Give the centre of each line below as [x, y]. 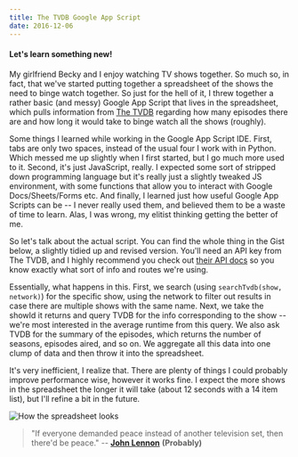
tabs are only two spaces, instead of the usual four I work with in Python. [143, 148]
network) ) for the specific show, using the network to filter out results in [140, 296]
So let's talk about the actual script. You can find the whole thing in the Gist [147, 241]
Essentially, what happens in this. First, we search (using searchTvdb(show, [146, 287]
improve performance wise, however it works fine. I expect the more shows [148, 379]
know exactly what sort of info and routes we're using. [109, 269]
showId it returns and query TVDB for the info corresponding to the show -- [148, 315]
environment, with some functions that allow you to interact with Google [141, 186]
